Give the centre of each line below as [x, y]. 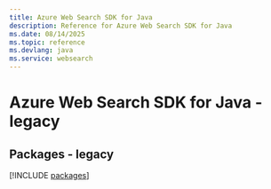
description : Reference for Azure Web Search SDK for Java [121, 26]
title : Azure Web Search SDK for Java [81, 17]
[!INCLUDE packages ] [49, 175]
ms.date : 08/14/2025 [48, 34]
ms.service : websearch [51, 59]
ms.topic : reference [48, 42]
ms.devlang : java [41, 51]
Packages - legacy [61, 154]
